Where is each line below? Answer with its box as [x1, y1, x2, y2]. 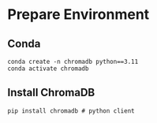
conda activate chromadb [7, 65, 89, 73]
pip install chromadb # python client [7, 106, 135, 115]
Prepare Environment [7, 6, 150, 24]
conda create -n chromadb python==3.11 [7, 58, 139, 65]
